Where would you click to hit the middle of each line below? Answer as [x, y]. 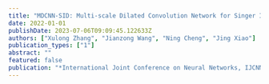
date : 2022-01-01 [37, 23]
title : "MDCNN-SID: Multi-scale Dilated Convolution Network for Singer [132, 16]
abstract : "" [30, 53]
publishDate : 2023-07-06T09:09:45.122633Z [80, 30]
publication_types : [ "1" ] [51, 46]
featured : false [35, 61]
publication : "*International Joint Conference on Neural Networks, [125, 68]
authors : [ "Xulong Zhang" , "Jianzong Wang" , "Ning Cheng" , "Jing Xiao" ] [132, 38]
